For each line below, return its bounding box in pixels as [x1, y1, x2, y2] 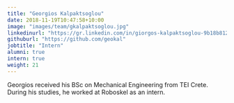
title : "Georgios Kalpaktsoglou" [7, 10, 104, 17]
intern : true [7, 55, 45, 62]
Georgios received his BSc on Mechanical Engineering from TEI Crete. [7, 80, 209, 88]
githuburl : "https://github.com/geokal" [7, 36, 127, 43]
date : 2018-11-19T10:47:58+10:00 [7, 17, 104, 24]
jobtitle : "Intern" [7, 42, 64, 49]
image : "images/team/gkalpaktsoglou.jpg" [7, 23, 130, 30]
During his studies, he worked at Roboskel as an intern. [7, 88, 166, 96]
